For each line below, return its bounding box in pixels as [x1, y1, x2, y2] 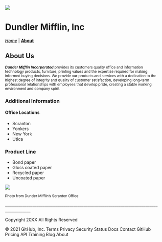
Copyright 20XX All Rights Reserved [5, 217, 78, 223]
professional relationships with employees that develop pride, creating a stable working [5, 82, 152, 87]
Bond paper [12, 159, 36, 165]
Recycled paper [12, 170, 44, 176]
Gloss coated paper [12, 165, 52, 171]
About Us [5, 52, 34, 60]
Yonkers [12, 126, 29, 132]
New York [12, 131, 32, 136]
